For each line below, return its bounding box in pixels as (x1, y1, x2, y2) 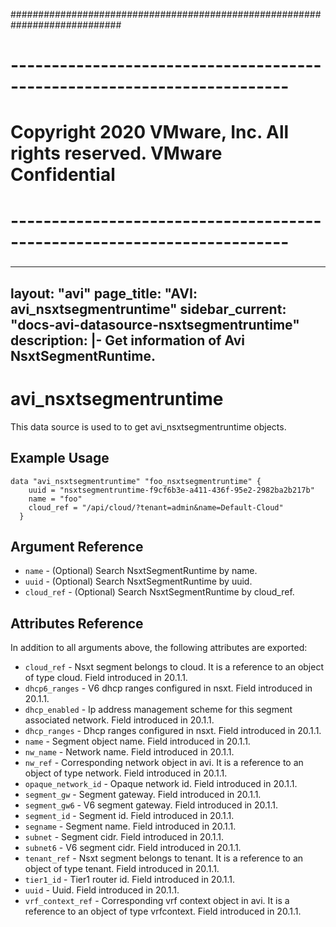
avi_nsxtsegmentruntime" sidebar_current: (10, 300, 287, 318)
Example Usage (10, 450, 110, 467)
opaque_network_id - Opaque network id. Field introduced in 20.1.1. (24, 778, 298, 790)
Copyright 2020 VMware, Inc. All (10, 121, 290, 144)
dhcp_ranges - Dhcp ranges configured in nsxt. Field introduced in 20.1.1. (24, 725, 322, 737)
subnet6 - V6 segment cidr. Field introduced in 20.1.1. (24, 842, 242, 854)
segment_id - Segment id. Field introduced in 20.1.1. (24, 810, 235, 822)
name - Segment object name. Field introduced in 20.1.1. (24, 735, 251, 748)
